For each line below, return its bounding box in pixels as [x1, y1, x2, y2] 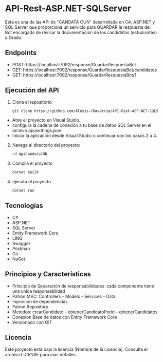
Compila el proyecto [12, 160, 53, 166]
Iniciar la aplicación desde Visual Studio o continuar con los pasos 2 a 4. [12, 133, 157, 139]
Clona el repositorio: [12, 99, 53, 105]
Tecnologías [5, 202, 43, 210]
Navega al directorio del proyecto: [12, 142, 80, 148]
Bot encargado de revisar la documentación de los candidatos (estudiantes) [5, 29, 157, 35]
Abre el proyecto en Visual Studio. [12, 117, 81, 123]
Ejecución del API [5, 86, 59, 95]
